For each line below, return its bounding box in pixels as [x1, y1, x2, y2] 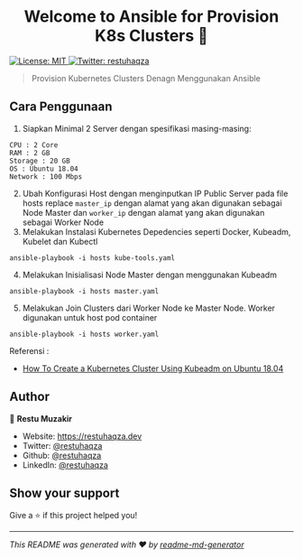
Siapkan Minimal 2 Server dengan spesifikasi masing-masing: [22, 123, 252, 134]
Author [9, 389, 50, 405]
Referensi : [9, 345, 50, 356]
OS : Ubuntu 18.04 [9, 164, 78, 173]
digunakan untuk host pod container [22, 312, 158, 322]
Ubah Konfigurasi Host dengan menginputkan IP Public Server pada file [22, 188, 289, 199]
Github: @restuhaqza [22, 450, 102, 461]
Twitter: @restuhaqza [22, 440, 103, 451]
